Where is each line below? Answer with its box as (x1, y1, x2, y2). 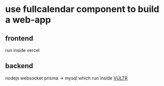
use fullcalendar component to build (5, 3, 159, 15)
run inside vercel (5, 47, 40, 53)
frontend (5, 34, 34, 42)
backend (5, 61, 34, 70)
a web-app (5, 14, 51, 25)
